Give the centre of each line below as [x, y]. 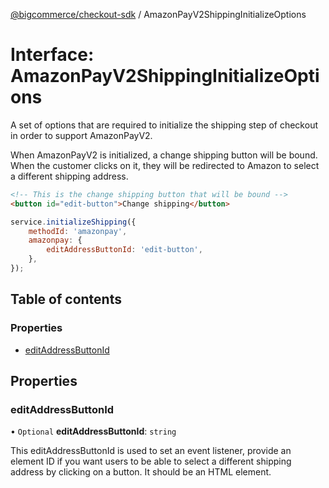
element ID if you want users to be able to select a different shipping [151, 461]
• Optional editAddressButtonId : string [93, 431]
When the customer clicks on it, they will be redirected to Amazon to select [165, 165]
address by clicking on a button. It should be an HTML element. [141, 472]
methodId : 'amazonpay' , [78, 231]
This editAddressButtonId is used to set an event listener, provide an [151, 451]
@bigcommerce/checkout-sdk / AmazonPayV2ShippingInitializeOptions [158, 14]
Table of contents [66, 299]
